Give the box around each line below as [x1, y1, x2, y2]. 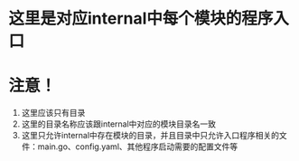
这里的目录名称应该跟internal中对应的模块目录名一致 [21, 118, 217, 129]
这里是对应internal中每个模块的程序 [8, 8, 274, 29]
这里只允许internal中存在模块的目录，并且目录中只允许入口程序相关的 [21, 130, 280, 141]
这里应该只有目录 [21, 108, 86, 118]
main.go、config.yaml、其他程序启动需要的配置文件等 [37, 141, 238, 152]
